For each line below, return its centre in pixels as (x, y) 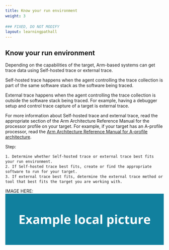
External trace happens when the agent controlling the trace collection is (80, 95)
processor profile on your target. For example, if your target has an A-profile (84, 126)
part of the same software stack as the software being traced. (69, 85)
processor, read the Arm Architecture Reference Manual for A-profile (76, 131)
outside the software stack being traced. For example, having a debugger (81, 100)
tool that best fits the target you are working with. (64, 182)
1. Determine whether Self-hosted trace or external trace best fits (80, 156)
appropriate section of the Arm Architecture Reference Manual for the (77, 121)
